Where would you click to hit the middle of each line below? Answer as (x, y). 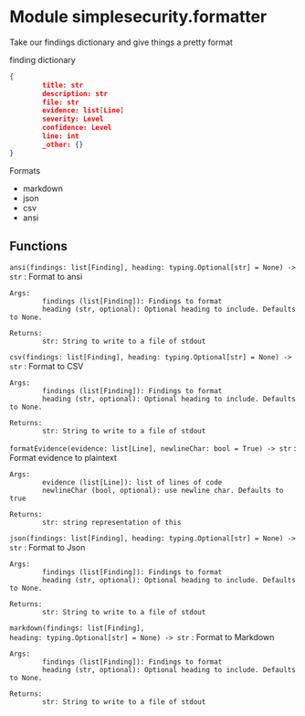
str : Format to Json (47, 547)
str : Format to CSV (47, 366)
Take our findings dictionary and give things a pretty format (121, 42)
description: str (75, 93)
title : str (63, 85)
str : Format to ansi (46, 276)
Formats (25, 170)
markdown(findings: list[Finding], (77, 628)
